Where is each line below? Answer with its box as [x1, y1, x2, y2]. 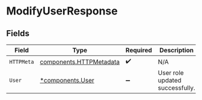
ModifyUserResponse [6, 4, 118, 18]
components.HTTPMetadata [40, 57, 120, 66]
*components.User [40, 77, 94, 84]
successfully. [158, 84, 195, 92]
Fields [6, 28, 30, 39]
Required [125, 46, 152, 54]
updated [158, 77, 182, 84]
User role [158, 69, 185, 77]
